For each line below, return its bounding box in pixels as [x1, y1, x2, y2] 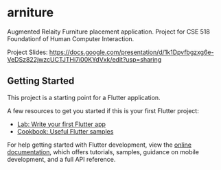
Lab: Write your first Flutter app [16, 120, 106, 128]
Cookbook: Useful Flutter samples [16, 127, 114, 135]
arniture [7, 5, 54, 21]
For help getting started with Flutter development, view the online [7, 141, 192, 149]
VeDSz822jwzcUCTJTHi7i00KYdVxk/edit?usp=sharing [7, 55, 162, 63]
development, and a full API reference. [7, 155, 116, 163]
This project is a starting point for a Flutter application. [7, 93, 161, 101]
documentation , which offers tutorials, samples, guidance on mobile [7, 147, 199, 156]
